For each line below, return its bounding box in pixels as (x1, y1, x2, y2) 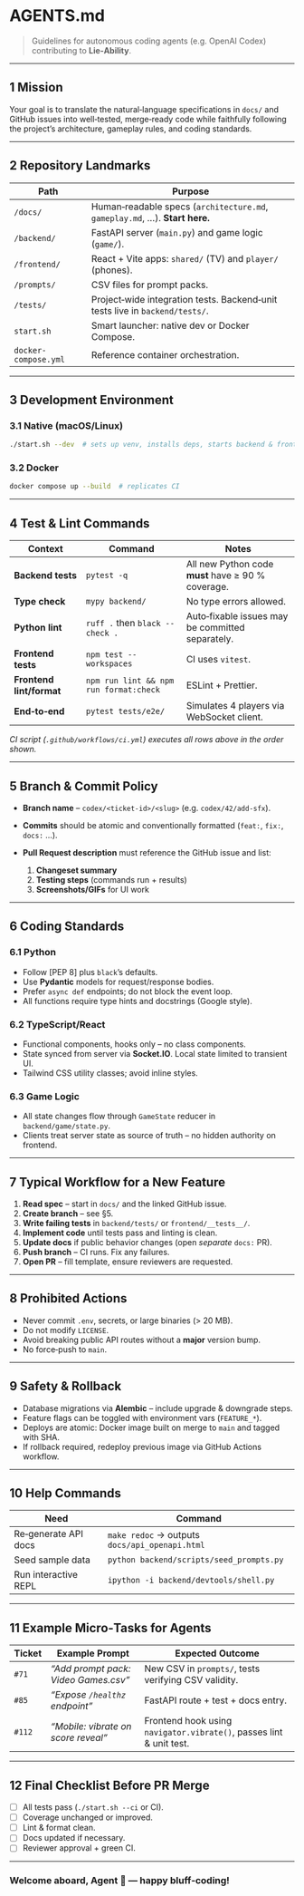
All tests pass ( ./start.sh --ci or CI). (22, 1802, 165, 1813)
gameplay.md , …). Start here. (90, 211, 211, 224)
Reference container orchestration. (90, 348, 240, 361)
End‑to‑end (14, 705, 65, 718)
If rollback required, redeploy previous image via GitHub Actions (22, 1441, 262, 1452)
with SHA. (22, 1431, 61, 1442)
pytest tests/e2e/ (85, 706, 166, 717)
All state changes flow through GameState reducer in (22, 1111, 216, 1122)
